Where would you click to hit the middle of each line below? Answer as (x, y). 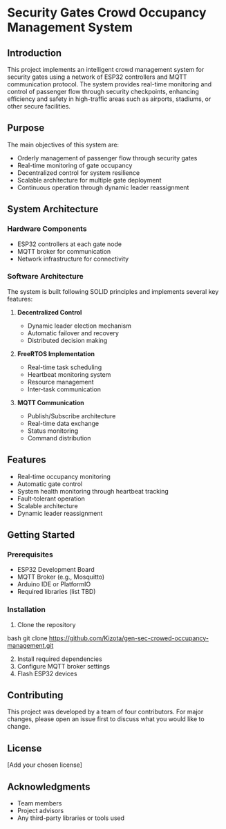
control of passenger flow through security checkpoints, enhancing (103, 92)
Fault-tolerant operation (51, 499)
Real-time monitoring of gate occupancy (75, 165)
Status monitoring (53, 431)
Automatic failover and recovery (73, 333)
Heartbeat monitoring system (69, 374)
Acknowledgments (49, 786)
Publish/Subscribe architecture (72, 416)
